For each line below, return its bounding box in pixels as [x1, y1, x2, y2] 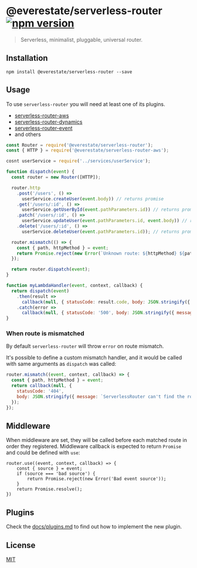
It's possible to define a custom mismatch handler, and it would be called [6, 354, 182, 361]
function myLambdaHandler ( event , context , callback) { [6, 283, 143, 289]
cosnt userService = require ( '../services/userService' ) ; [6, 158, 151, 164]
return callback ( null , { [11, 383, 72, 389]
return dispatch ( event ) [11, 288, 69, 294]
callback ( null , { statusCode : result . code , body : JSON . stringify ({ [21, 299, 191, 305]
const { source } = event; [16, 465, 83, 472]
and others [14, 131, 41, 138]
